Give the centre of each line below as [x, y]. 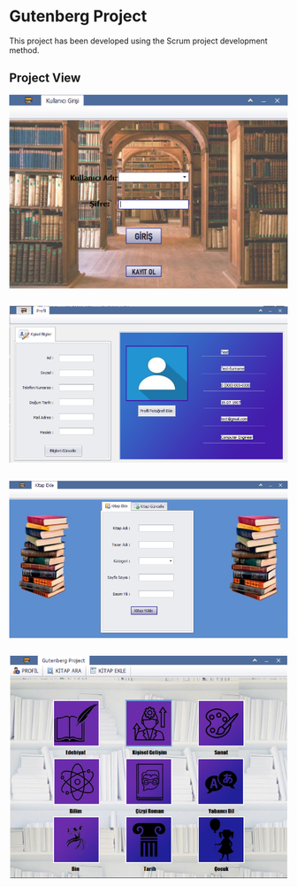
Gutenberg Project [78, 16]
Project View [45, 78]
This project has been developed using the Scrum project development [138, 41]
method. [24, 50]
